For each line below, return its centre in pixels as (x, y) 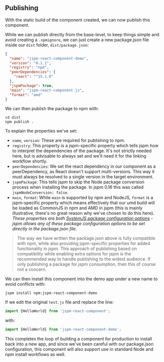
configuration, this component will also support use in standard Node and (79, 349)
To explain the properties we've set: (41, 131)
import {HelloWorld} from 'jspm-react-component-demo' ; (63, 330)
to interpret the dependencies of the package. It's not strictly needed (82, 151)
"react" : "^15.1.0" (34, 77)
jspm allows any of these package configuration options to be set (79, 224)
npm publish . (20, 122)
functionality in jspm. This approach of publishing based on (77, 249)
